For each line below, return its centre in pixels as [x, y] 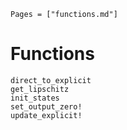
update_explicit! [46, 115]
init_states [35, 98]
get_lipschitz [40, 89]
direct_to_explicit [51, 80]
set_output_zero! [46, 106]
